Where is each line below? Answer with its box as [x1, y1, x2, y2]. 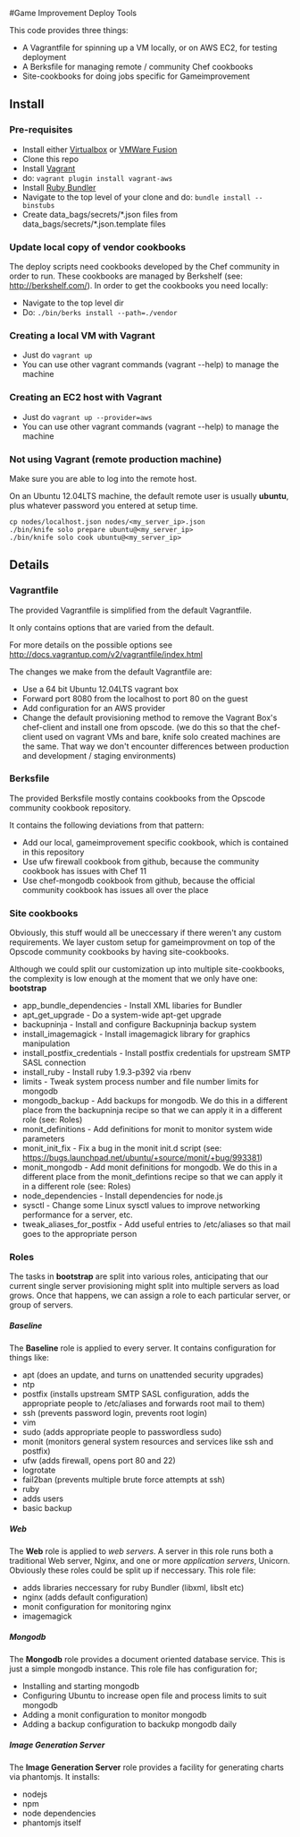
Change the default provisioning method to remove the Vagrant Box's [21, 712, 278, 723]
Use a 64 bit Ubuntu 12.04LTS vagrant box [21, 683, 179, 694]
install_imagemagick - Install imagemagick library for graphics [21, 1029, 251, 1040]
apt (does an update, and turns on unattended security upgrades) [21, 1369, 264, 1380]
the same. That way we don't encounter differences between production [21, 741, 289, 751]
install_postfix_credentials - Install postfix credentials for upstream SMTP [21, 1048, 291, 1059]
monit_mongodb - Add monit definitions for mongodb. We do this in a [21, 1162, 278, 1172]
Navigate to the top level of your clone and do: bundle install [21, 192, 252, 202]
